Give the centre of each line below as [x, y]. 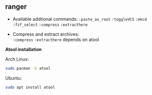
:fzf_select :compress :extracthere [50, 25]
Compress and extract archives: [46, 34]
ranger [16, 7]
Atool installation [23, 49]
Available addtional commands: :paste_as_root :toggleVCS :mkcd [80, 19]
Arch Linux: [17, 59]
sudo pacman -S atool [28, 68]
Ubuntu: [14, 78]
